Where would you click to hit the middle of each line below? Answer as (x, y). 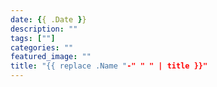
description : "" (44, 29)
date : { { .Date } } (48, 19)
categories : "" (42, 47)
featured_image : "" (51, 57)
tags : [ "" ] (33, 38)
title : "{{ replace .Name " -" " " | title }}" (109, 66)
